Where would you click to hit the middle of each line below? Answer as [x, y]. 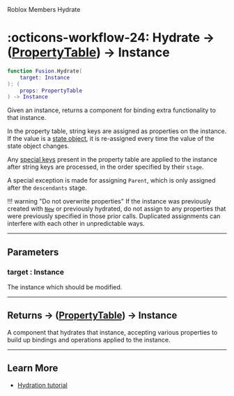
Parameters [33, 252]
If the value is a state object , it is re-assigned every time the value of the [111, 139]
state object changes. [38, 146]
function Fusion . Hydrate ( [45, 71]
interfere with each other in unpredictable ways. [76, 224]
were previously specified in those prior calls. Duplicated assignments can [114, 216]
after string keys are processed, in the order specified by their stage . [106, 167]
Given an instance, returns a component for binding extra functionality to [111, 110]
